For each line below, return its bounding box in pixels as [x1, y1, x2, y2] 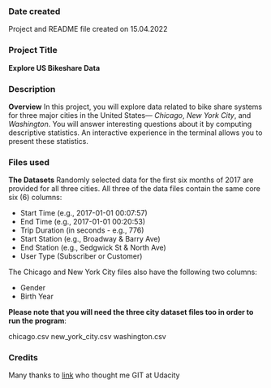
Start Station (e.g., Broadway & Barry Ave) [19, 234, 161, 244]
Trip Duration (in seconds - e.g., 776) [19, 225, 144, 235]
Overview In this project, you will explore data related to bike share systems [8, 102, 263, 111]
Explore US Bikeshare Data [8, 63, 101, 72]
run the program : [8, 316, 67, 326]
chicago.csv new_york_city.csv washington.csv [8, 332, 166, 342]
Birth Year [19, 291, 54, 302]
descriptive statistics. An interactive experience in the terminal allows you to [8, 128, 263, 137]
